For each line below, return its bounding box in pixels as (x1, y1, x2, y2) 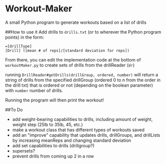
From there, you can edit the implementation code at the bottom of (5, 56, 141, 62)
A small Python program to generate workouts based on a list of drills (5, 19, 147, 25)
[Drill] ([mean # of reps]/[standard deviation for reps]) (5, 48, 130, 53)
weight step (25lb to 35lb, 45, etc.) (12, 121, 83, 127)
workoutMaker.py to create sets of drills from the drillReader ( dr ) (5, 62, 135, 68)
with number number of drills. (5, 87, 63, 93)
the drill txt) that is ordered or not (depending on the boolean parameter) (5, 82, 154, 88)
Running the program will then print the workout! (5, 97, 104, 103)
